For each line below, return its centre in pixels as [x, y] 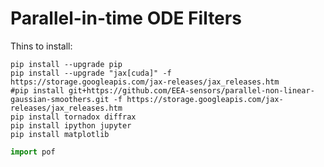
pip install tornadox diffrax [73, 117]
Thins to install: [41, 46]
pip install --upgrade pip [66, 64]
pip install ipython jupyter [71, 125]
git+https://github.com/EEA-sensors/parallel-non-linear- [191, 90]
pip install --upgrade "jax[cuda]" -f [91, 73]
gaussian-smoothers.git [60, 99]
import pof [33, 152]
